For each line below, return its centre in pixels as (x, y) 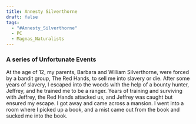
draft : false (22, 17)
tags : (13, 22)
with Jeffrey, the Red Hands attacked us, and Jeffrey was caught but (89, 97)
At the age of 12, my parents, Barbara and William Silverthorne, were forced (98, 72)
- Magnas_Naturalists (38, 39)
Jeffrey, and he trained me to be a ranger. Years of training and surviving (94, 91)
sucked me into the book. (37, 116)
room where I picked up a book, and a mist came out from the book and (93, 110)
